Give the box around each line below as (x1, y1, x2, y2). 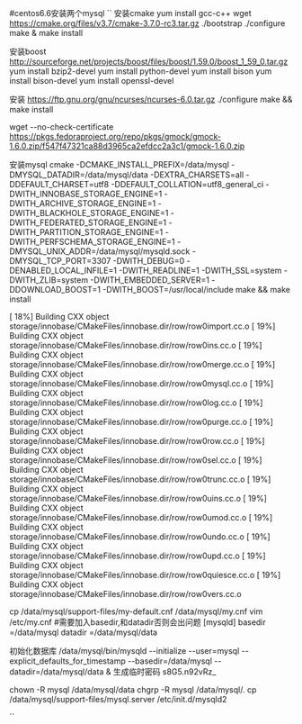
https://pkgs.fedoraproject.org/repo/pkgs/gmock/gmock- (9, 131, 222, 141)
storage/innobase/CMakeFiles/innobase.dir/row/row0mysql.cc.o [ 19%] (9, 378, 274, 389)
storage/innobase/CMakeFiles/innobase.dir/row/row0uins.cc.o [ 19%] (9, 493, 267, 503)
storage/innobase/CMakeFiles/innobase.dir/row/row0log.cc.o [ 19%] (9, 397, 263, 408)
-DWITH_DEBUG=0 (112, 256, 185, 266)
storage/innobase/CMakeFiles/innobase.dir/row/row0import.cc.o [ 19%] (9, 321, 276, 331)
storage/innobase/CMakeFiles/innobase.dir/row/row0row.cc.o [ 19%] (9, 436, 265, 446)
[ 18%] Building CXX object (9, 312, 110, 321)
